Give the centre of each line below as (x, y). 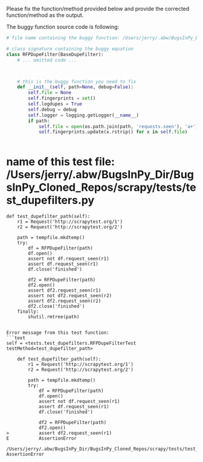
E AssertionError (42, 438)
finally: (28, 312)
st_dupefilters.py (50, 200)
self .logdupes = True (55, 104)
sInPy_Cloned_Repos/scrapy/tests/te (101, 188)
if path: (39, 121)
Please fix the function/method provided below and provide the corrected (98, 9)
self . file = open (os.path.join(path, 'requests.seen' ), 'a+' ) (118, 126)
